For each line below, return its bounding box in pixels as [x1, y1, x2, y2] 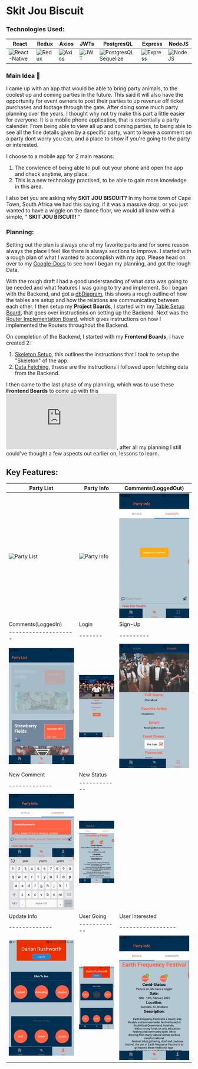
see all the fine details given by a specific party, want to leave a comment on [6, 129, 192, 136]
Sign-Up [118, 621, 141, 628]
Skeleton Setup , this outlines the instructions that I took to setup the [14, 351, 180, 358]
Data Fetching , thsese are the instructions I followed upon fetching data [14, 363, 189, 370]
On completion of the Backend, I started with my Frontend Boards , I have [6, 333, 184, 340]
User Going [78, 913, 107, 920]
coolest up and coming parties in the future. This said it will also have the [6, 91, 184, 99]
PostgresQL [103, 40, 133, 47]
